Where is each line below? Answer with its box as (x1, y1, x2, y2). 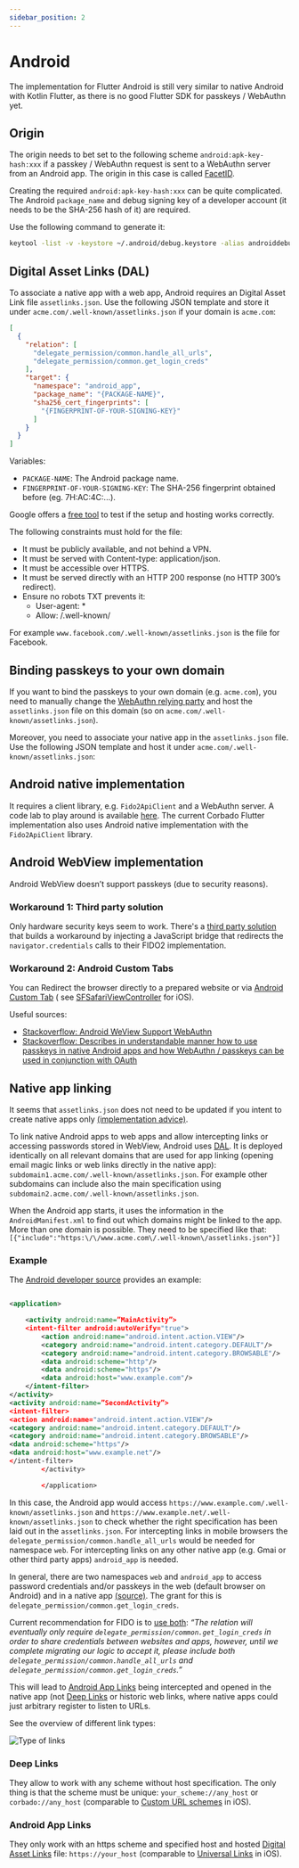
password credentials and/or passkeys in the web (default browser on (9, 1580, 266, 1592)
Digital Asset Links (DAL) (9, 264, 149, 279)
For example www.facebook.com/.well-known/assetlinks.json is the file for (9, 628, 280, 638)
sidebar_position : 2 (9, 12, 86, 22)
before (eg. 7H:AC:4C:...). (21, 492, 116, 503)
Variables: (9, 456, 46, 466)
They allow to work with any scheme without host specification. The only (9, 1778, 277, 1788)
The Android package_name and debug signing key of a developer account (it (9, 195, 287, 206)
